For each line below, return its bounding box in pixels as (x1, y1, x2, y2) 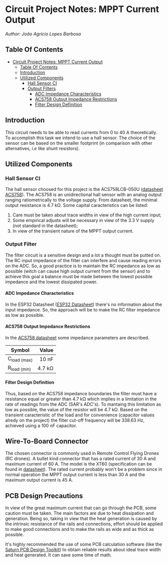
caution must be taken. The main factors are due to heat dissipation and (5, 510, 154, 516)
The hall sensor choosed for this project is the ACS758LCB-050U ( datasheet (5, 186, 163, 192)
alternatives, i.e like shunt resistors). (5, 145, 80, 151)
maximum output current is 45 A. (5, 477, 73, 483)
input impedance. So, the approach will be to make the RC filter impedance (5, 306, 160, 312)
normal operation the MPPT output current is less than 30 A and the (5, 472, 145, 478)
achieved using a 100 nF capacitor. (5, 422, 77, 428)
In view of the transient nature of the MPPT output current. (12, 228, 134, 234)
